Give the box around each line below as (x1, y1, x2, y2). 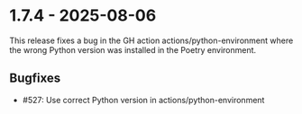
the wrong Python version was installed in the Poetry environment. (9, 44, 257, 55)
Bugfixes (9, 71, 61, 86)
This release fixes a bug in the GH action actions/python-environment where (9, 35, 294, 46)
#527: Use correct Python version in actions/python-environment (22, 94, 265, 105)
